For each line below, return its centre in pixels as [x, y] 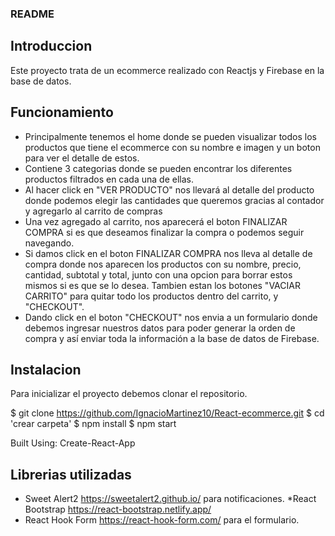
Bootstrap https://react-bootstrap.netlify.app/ [118, 509]
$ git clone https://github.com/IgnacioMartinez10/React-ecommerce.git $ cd [167, 413]
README [32, 14]
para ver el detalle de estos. [82, 158]
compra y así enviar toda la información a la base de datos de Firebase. [172, 338]
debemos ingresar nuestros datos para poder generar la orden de [160, 328]
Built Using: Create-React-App [73, 443]
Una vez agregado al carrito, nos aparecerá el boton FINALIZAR [156, 221]
